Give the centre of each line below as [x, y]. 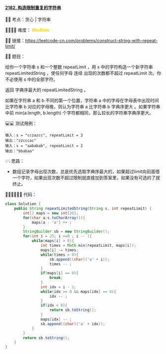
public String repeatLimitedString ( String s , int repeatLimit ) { [83, 209]
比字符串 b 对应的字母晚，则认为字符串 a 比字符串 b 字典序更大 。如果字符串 [83, 107]
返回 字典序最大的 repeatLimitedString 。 [47, 90]
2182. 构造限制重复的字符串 [33, 7]
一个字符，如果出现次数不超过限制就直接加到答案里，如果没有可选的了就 [86, 178]
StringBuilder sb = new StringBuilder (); [66, 232]
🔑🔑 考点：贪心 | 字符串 [28, 19]
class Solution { [23, 204]
